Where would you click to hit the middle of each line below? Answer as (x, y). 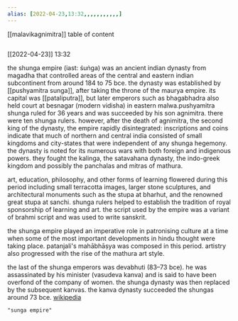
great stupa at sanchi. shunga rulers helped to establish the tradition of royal (119, 202)
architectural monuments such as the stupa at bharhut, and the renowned (115, 194)
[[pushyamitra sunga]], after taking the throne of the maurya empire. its (112, 90)
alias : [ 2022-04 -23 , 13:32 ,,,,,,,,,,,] (65, 14)
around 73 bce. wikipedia (44, 297)
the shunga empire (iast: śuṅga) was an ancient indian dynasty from (107, 67)
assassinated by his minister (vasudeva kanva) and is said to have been (112, 274)
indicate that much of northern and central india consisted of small (105, 135)
